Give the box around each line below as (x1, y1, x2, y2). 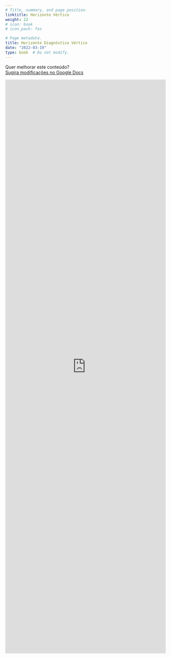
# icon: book (5, 21, 33, 27)
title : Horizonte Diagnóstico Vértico (5, 40, 88, 46)
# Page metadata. (5, 36, 42, 41)
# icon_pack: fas (5, 27, 42, 32)
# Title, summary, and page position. (5, 7, 88, 13)
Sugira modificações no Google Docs (5, 69, 84, 75)
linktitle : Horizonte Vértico (5, 12, 70, 17)
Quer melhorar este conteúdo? (5, 64, 70, 70)
